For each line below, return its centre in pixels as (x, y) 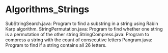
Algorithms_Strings (47, 9)
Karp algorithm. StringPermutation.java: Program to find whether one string (84, 29)
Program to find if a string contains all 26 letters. (56, 45)
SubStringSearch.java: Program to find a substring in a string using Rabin (82, 23)
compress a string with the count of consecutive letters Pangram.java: (79, 40)
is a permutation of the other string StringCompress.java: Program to (77, 34)
